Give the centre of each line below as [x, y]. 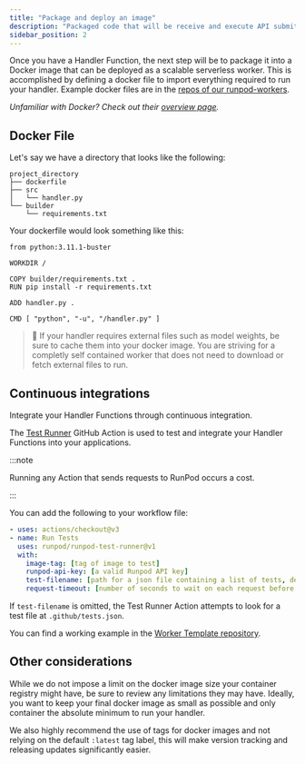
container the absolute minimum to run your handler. [108, 712]
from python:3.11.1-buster [60, 248]
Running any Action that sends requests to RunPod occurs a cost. [132, 477]
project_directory [44, 174]
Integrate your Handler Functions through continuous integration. [131, 415]
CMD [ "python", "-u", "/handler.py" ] [85, 319]
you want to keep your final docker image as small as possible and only [143, 703]
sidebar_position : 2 [49, 35]
